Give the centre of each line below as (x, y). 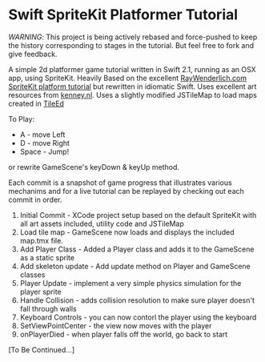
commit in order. (35, 199)
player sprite (40, 292)
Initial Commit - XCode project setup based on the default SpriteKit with (138, 215)
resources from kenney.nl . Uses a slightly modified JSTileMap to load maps (133, 95)
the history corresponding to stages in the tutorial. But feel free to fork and (131, 45)
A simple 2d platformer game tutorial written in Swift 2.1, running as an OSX (132, 69)
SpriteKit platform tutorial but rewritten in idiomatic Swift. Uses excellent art (132, 86)
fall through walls (48, 308)
